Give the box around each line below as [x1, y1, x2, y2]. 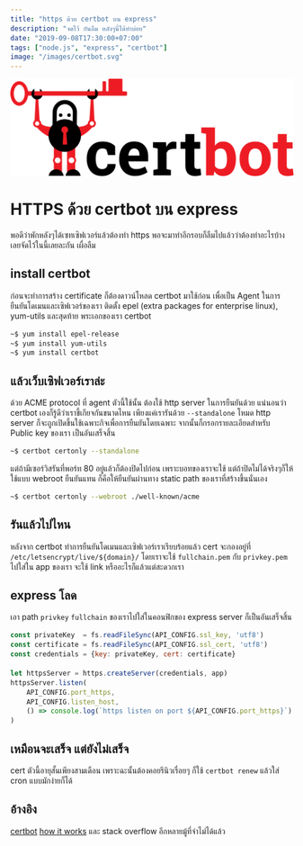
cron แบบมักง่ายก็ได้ [10, 775, 73, 786]
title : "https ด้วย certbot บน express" [10, 14, 157, 23]
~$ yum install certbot [10, 348, 100, 357]
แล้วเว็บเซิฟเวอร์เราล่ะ [10, 373, 105, 389]
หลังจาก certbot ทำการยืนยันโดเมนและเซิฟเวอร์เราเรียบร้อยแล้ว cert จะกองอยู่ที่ [10, 541, 251, 552]
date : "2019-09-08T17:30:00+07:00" [10, 33, 144, 42]
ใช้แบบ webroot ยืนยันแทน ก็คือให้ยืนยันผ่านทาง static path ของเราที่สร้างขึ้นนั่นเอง [10, 472, 268, 483]
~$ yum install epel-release [10, 329, 120, 338]
